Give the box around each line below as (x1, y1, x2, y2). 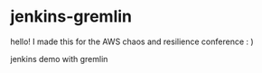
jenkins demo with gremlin (10, 53, 108, 64)
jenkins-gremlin (10, 6, 132, 27)
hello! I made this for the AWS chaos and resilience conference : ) (10, 36, 254, 47)
